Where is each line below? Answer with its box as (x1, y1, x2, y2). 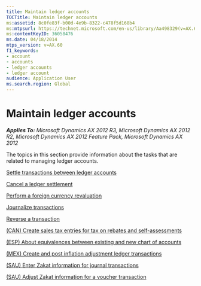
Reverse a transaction (6, 215, 60, 222)
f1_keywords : (6, 48, 39, 54)
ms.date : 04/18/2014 (6, 36, 58, 42)
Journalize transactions (6, 203, 64, 211)
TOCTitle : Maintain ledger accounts (6, 14, 98, 20)
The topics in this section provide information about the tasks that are (6, 151, 178, 158)
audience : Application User (6, 75, 77, 81)
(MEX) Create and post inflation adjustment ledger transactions (6, 250, 162, 257)
